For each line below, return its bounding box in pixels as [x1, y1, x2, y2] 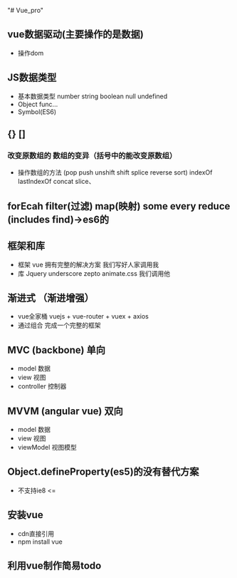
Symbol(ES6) [17, 107, 57, 116]
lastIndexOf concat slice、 [17, 177, 95, 186]
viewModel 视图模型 [17, 443, 77, 451]
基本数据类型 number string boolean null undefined [17, 92, 168, 100]
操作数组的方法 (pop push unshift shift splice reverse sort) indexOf [17, 168, 213, 177]
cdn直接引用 [17, 529, 55, 537]
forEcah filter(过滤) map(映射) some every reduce [7, 200, 231, 212]
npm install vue [17, 537, 63, 546]
